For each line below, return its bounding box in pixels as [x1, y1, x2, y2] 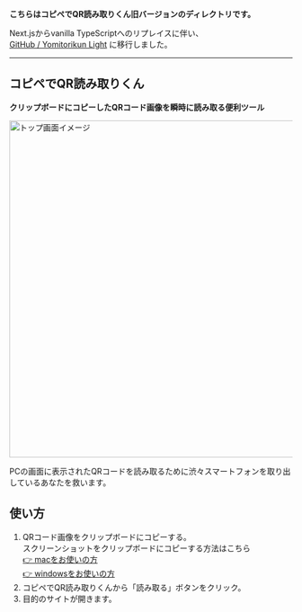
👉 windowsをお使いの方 [22, 568, 115, 579]
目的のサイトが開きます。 [22, 593, 117, 604]
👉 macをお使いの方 [22, 554, 98, 564]
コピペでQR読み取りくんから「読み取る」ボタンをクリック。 [22, 581, 246, 592]
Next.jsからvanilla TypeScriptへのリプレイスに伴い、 [9, 28, 204, 39]
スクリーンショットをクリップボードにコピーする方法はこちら [22, 543, 252, 554]
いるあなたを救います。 [24, 476, 111, 488]
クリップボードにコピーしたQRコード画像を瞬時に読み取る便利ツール [9, 102, 265, 112]
